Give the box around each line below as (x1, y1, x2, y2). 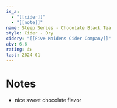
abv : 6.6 (6, 41, 27, 47)
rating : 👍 (6, 47, 32, 53)
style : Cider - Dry (6, 30, 54, 36)
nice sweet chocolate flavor (14, 96, 82, 103)
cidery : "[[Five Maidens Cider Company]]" (6, 36, 111, 41)
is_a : (6, 8, 19, 15)
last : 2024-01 (6, 52, 41, 58)
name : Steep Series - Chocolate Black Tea (6, 25, 111, 31)
